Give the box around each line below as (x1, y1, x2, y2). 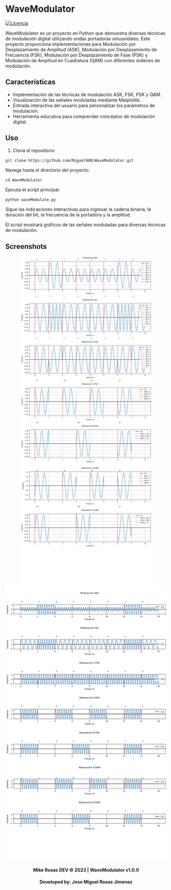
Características (5, 78, 56, 86)
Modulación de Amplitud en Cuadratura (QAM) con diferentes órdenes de (5, 57, 160, 63)
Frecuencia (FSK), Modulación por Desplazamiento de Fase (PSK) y (5, 52, 148, 58)
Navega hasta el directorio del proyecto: (5, 167, 90, 173)
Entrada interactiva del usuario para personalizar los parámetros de (12, 102, 155, 108)
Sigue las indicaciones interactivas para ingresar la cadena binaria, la (5, 206, 151, 212)
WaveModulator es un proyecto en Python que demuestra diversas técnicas (5, 30, 165, 36)
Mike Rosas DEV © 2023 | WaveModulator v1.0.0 (33, 867, 139, 873)
